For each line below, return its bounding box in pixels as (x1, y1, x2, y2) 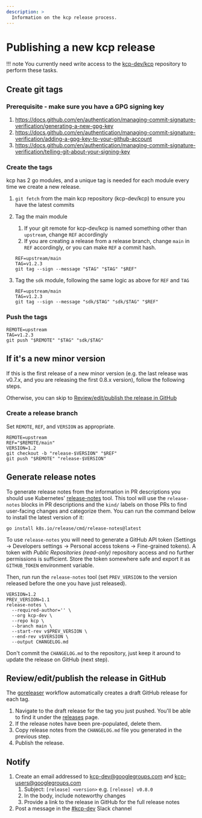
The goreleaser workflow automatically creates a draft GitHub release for (6, 689, 188, 697)
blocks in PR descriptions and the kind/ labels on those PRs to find (21, 501, 187, 508)
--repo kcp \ (11, 618, 45, 624)
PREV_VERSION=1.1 (6, 597, 50, 603)
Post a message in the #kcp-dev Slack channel (14, 805, 132, 812)
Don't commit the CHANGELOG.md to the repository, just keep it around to (6, 649, 181, 656)
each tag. (6, 696, 30, 703)
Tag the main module (14, 213, 68, 220)
